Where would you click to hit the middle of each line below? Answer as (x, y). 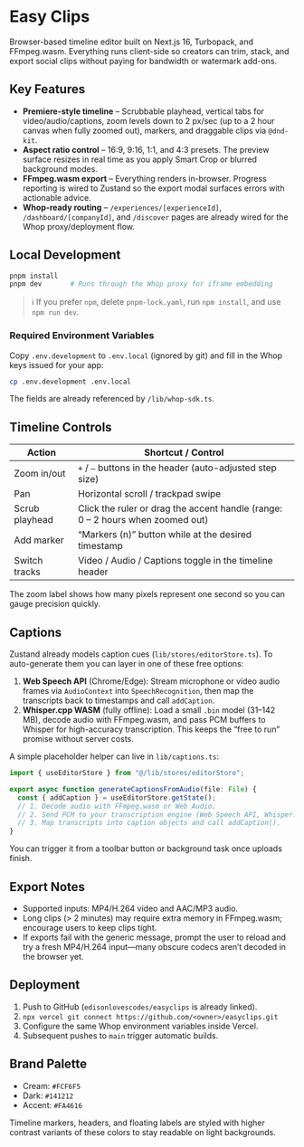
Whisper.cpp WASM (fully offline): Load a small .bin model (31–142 (149, 710)
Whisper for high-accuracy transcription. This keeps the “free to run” (151, 729)
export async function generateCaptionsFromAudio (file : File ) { (133, 789)
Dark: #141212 (48, 1095)
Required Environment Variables (82, 336)
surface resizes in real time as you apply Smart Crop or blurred (140, 159)
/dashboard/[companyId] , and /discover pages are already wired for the (155, 217)
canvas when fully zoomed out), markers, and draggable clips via (144, 130)
